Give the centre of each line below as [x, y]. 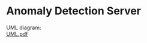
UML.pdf [17, 33]
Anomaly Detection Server [74, 11]
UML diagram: [24, 27]
